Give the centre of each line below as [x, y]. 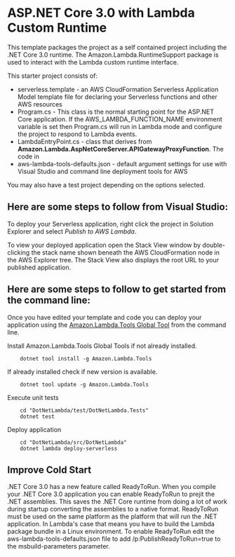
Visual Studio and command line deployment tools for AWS [102, 171]
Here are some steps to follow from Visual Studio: [118, 207]
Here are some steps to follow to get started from [117, 289]
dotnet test [37, 416]
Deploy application [34, 429]
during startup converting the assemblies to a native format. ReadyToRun [113, 509]
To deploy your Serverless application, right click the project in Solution [110, 224]
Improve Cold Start [49, 470]
